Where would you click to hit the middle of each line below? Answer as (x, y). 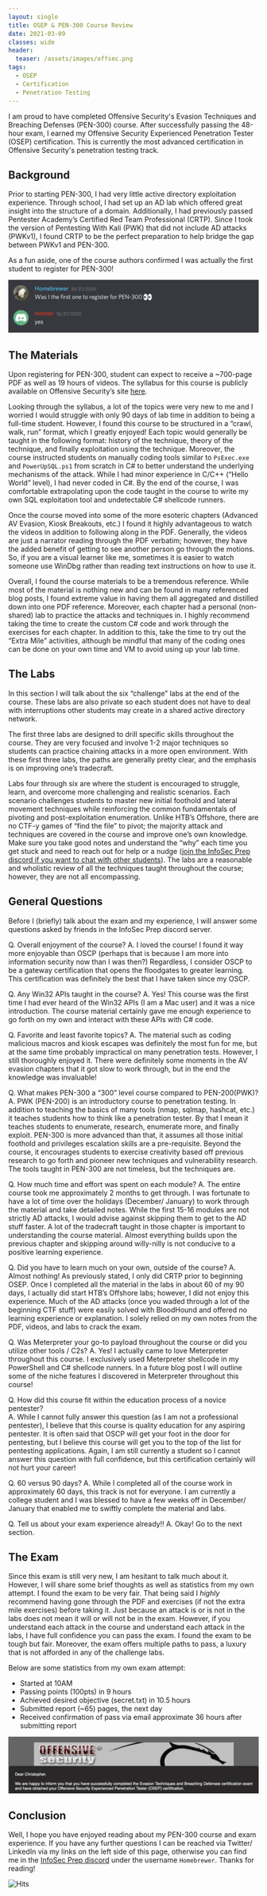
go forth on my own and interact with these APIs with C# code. (111, 1019)
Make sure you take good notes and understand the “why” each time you (128, 842)
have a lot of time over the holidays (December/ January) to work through (129, 1201)
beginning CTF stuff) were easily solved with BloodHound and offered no (128, 1310)
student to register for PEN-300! (61, 269)
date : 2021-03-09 (37, 33)
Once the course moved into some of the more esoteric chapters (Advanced (133, 515)
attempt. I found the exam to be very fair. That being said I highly (114, 1593)
